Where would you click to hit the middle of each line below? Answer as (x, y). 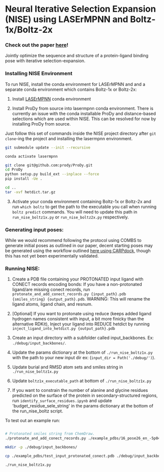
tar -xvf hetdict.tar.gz (30, 192)
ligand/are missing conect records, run (51, 290)
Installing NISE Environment (39, 73)
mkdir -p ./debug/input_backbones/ (41, 447)
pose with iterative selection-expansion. (45, 61)
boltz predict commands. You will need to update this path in (75, 212)
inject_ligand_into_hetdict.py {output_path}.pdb (64, 329)
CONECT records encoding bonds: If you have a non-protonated (77, 284)
